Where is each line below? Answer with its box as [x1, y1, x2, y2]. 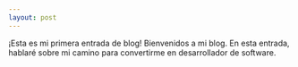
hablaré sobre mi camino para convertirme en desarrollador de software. [8, 46, 277, 58]
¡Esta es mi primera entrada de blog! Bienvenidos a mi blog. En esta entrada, [8, 38, 290, 48]
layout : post [8, 13, 57, 22]
